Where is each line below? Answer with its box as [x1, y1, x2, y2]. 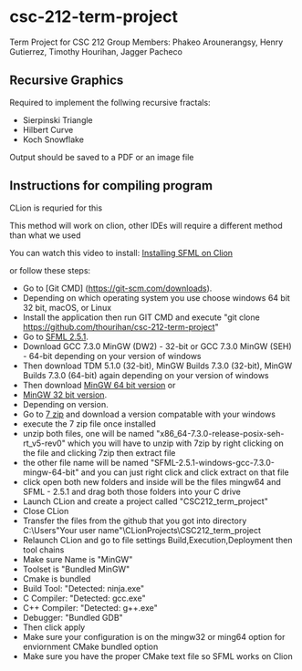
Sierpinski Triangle [22, 114, 93, 125]
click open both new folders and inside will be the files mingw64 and [22, 476, 281, 487]
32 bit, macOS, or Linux [22, 302, 112, 313]
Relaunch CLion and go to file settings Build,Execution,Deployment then [22, 534, 294, 545]
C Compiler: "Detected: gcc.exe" [22, 593, 146, 604]
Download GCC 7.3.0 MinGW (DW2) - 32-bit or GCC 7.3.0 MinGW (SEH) [22, 340, 292, 352]
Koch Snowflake [22, 134, 85, 145]
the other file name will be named [22, 457, 149, 468]
